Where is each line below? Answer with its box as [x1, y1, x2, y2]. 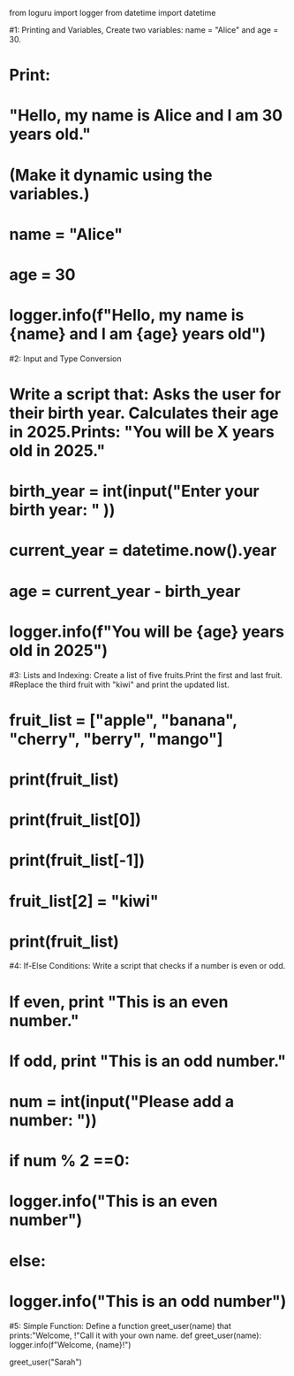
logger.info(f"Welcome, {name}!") [9, 1339, 132, 1349]
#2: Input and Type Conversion [9, 353, 122, 364]
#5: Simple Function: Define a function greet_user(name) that [9, 1320, 231, 1331]
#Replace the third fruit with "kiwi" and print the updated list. [9, 679, 230, 690]
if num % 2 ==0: [9, 1151, 130, 1171]
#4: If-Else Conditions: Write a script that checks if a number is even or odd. [9, 961, 286, 971]
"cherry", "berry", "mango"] [9, 729, 223, 749]
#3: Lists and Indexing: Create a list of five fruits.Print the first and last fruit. [9, 669, 283, 680]
